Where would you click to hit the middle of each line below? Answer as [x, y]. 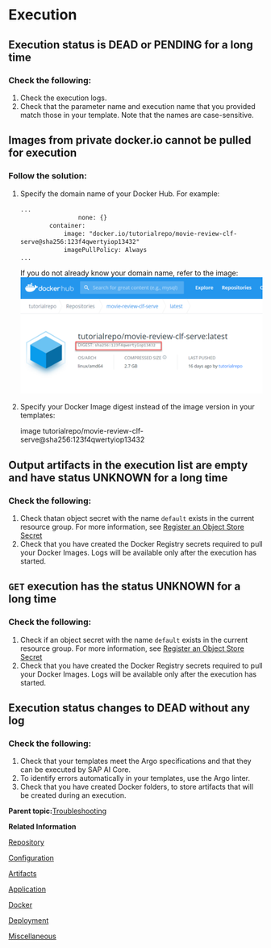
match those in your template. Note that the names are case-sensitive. [137, 115]
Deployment [29, 921]
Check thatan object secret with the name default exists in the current [137, 518]
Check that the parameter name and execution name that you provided [138, 106]
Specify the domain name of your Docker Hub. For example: [120, 193]
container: [68, 225]
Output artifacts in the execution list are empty [128, 465]
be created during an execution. [73, 795]
